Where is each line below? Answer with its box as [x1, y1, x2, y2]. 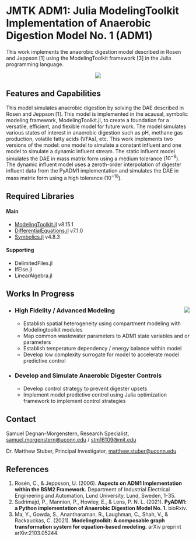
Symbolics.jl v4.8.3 [14, 233, 60, 240]
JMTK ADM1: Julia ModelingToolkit [6, 4, 180, 18]
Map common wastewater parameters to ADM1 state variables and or [23, 332, 190, 339]
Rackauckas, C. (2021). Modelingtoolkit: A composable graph [14, 517, 165, 524]
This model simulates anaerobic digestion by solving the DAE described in [6, 104, 184, 111]
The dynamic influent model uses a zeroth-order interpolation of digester [6, 161, 182, 168]
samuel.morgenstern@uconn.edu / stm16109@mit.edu [6, 436, 136, 443]
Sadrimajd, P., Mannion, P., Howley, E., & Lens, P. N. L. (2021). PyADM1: [14, 498, 187, 505]
